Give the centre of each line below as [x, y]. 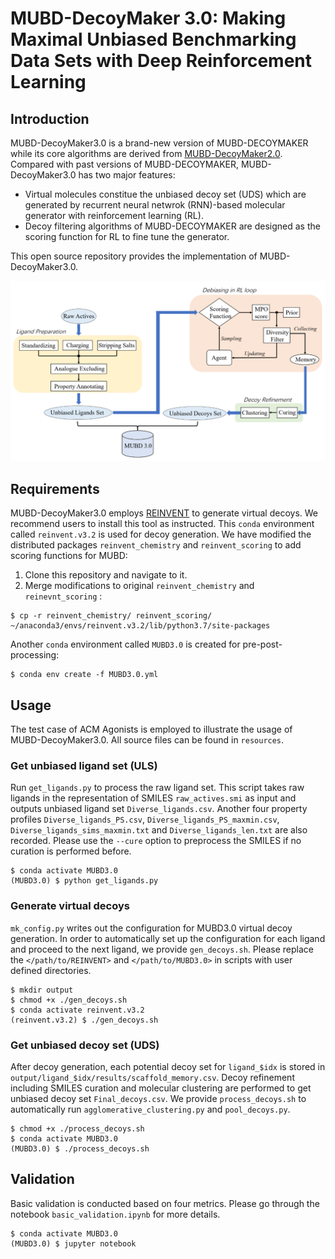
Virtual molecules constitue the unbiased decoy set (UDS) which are [165, 194]
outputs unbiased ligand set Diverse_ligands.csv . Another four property [159, 809]
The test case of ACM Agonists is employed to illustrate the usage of [151, 729]
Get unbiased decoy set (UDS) [85, 1045]
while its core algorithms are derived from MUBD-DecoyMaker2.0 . [146, 153]
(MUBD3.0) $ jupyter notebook [73, 1243]
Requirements [55, 488]
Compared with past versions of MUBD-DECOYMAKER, [125, 164]
